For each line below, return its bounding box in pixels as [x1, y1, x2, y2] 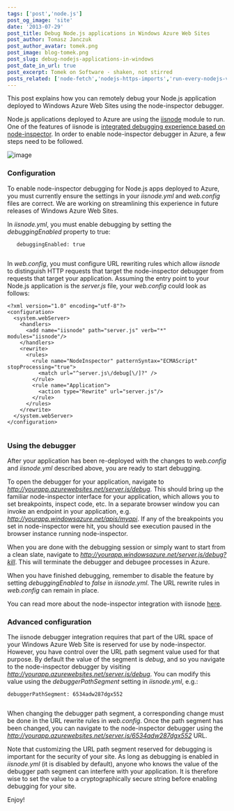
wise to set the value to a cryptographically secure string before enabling [7, 775, 217, 783]
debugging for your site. [7, 782, 77, 791]
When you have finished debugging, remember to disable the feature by [7, 571, 214, 579]
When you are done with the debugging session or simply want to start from [7, 542, 226, 551]
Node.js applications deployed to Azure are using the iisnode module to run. [7, 115, 225, 124]
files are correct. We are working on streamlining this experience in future [7, 199, 219, 207]
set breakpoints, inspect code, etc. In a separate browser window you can [7, 500, 220, 508]
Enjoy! [7, 796, 26, 804]
